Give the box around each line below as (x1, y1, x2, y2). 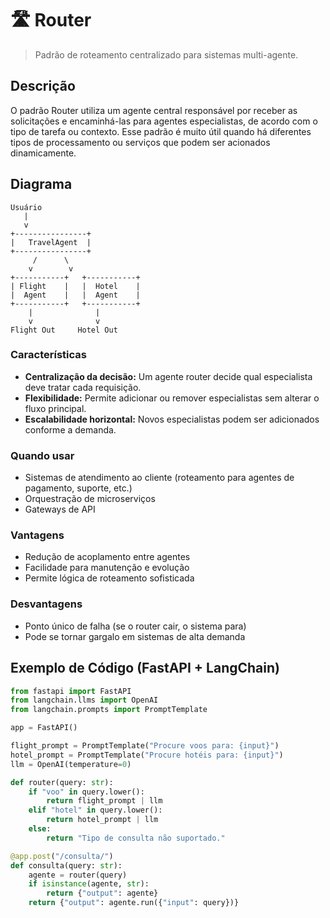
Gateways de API (24, 503, 96, 516)
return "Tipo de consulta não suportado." (46, 833, 226, 843)
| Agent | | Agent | (10, 290, 141, 300)
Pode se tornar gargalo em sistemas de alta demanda (24, 630, 246, 642)
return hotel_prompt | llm (46, 815, 159, 825)
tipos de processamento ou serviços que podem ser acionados (10, 136, 271, 148)
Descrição (10, 78, 76, 95)
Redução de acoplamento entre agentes (24, 551, 191, 563)
